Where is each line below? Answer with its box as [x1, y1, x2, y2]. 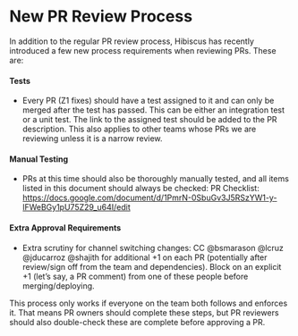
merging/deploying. [21, 280, 96, 291]
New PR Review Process [9, 6, 193, 27]
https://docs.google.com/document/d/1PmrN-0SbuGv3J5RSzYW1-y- [21, 192, 277, 203]
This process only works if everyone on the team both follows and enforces [9, 298, 288, 308]
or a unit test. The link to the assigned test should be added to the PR [21, 114, 277, 125]
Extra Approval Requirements [9, 222, 122, 233]
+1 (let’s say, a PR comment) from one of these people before [21, 271, 249, 281]
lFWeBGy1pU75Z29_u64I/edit [21, 202, 132, 213]
